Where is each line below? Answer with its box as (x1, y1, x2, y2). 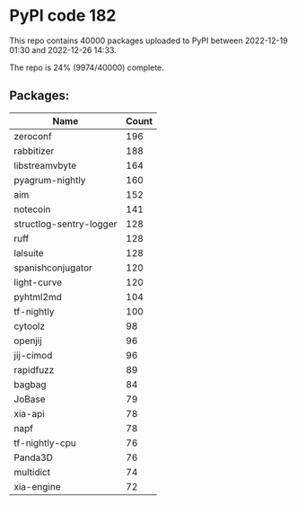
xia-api (13, 407, 45, 420)
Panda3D (13, 451, 54, 464)
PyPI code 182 (9, 5, 117, 26)
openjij (13, 334, 42, 347)
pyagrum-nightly (13, 173, 86, 186)
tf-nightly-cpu (13, 437, 76, 449)
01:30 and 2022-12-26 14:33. (9, 44, 117, 55)
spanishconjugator (13, 261, 92, 274)
